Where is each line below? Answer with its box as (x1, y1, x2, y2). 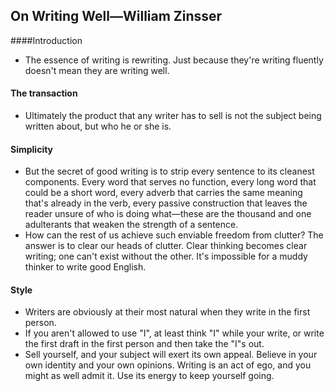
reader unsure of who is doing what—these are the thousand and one (24, 208, 312, 220)
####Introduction (10, 34, 83, 46)
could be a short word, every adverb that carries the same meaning (24, 187, 303, 199)
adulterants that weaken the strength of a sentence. (24, 219, 239, 231)
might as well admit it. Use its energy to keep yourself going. (24, 370, 275, 382)
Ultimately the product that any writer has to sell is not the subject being (24, 110, 322, 122)
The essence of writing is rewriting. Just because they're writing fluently (24, 54, 324, 66)
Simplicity (10, 143, 54, 155)
